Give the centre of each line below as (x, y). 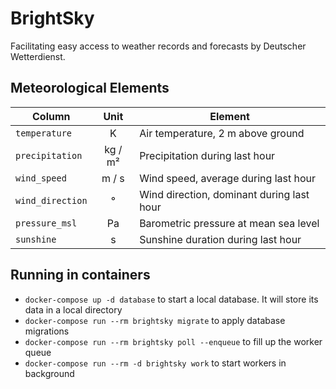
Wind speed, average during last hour (228, 178)
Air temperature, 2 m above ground (222, 133)
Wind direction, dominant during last (224, 194)
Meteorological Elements (90, 88)
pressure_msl (46, 223)
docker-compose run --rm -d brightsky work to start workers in (155, 363)
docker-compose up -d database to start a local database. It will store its (171, 299)
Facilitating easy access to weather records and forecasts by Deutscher (158, 46)
